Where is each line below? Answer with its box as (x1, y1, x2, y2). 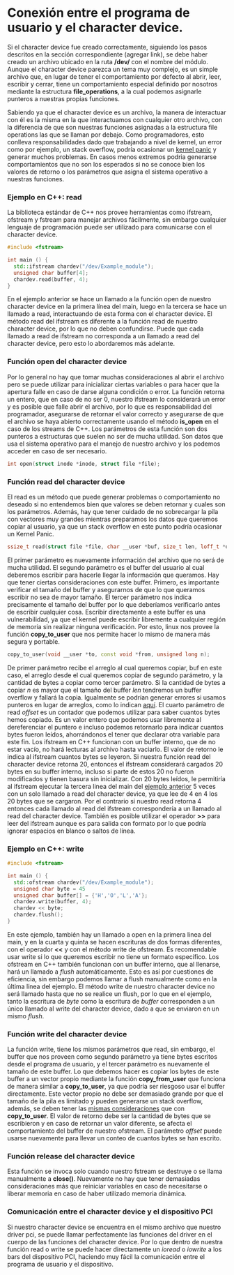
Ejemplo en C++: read (7, 192, 82, 202)
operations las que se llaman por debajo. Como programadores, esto (7, 130, 205, 139)
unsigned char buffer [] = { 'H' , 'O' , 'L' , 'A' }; (13, 891, 148, 899)
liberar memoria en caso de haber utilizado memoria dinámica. (7, 1189, 187, 1198)
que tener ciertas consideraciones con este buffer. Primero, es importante (7, 578, 219, 587)
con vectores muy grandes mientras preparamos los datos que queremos (7, 515, 218, 523)
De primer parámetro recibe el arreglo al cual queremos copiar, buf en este (7, 663, 222, 672)
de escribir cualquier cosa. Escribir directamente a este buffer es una (7, 608, 206, 616)
